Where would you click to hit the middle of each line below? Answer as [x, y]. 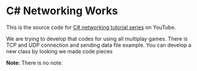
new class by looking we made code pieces [59, 51]
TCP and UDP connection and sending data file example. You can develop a [99, 45]
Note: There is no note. [35, 63]
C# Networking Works [62, 11]
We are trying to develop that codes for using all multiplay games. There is [97, 38]
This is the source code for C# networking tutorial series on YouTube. [91, 27]
